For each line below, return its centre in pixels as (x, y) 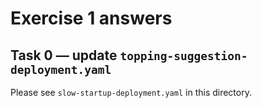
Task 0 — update (64, 55)
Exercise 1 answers (91, 18)
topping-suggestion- (183, 55)
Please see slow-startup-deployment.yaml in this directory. (131, 92)
